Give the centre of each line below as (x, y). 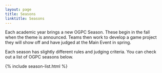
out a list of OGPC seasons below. (39, 57)
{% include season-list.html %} (36, 66)
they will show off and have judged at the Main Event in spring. (68, 43)
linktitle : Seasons (25, 18)
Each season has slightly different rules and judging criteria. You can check (81, 52)
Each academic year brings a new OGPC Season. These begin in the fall (78, 32)
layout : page (18, 9)
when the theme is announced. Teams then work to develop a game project (81, 37)
